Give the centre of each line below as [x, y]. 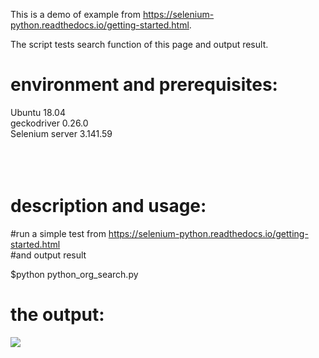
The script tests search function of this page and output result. [139, 44]
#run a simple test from [58, 233]
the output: [57, 315]
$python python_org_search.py [74, 274]
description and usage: [108, 206]
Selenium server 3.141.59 [61, 133]
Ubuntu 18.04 [38, 112]
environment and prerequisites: [144, 85]
